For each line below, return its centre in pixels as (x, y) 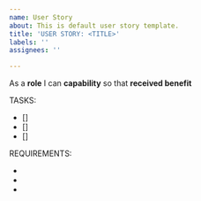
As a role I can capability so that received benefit (100, 83)
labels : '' (29, 42)
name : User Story (41, 17)
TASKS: (23, 100)
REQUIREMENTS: (41, 154)
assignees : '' (35, 50)
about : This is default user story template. (94, 26)
